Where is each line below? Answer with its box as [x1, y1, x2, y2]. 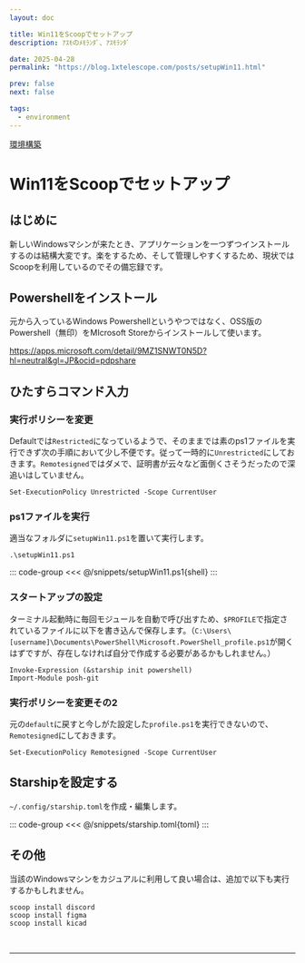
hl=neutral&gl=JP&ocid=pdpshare [9, 355, 136, 366]
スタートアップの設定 [9, 591, 103, 604]
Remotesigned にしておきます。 [9, 730, 121, 741]
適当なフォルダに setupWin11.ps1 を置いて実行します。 [9, 533, 209, 544]
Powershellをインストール [9, 290, 157, 306]
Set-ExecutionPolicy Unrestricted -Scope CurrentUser [9, 487, 218, 497]
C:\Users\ [194, 626, 231, 635]
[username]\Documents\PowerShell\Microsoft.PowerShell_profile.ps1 [9, 637, 271, 647]
